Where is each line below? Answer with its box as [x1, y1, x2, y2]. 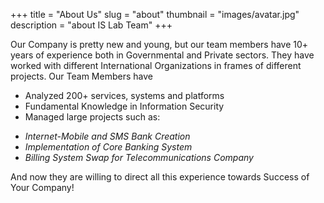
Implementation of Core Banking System [24, 141, 193, 153]
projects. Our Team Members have [10, 70, 153, 82]
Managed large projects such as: [24, 111, 161, 123]
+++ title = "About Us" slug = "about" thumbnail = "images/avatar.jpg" [10, 9, 300, 20]
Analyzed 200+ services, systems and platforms [24, 90, 225, 101]
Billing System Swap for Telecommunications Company [24, 152, 254, 163]
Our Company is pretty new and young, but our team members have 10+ [10, 39, 309, 50]
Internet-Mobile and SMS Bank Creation [24, 130, 191, 142]
